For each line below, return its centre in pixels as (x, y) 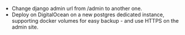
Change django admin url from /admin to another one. (77, 8)
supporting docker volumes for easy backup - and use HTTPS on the (95, 21)
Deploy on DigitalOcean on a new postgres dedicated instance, (88, 15)
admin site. (25, 27)
